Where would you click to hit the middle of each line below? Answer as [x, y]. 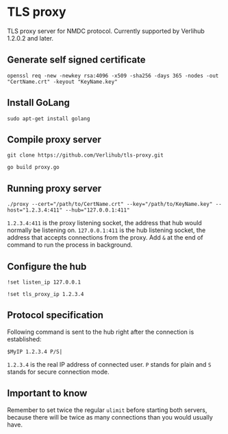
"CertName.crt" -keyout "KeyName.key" [62, 82]
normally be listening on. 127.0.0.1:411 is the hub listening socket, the [106, 230]
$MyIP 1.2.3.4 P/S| [35, 352]
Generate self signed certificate [76, 60]
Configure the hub [47, 266]
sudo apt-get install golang [49, 118]
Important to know [47, 393]
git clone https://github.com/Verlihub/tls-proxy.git [86, 155]
